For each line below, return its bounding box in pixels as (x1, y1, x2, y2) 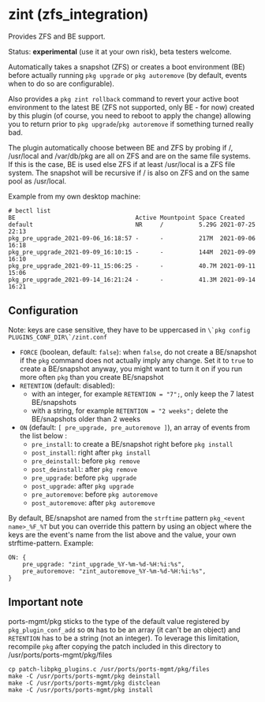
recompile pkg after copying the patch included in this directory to (8, 641, 222, 651)
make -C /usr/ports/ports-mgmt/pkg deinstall (8, 672, 160, 680)
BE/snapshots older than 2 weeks (31, 414, 140, 423)
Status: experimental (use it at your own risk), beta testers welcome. (8, 46, 232, 56)
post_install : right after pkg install (31, 448, 151, 457)
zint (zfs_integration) (8, 6, 149, 24)
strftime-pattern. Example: (8, 538, 94, 548)
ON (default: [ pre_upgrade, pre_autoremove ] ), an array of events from (19, 422, 251, 432)
